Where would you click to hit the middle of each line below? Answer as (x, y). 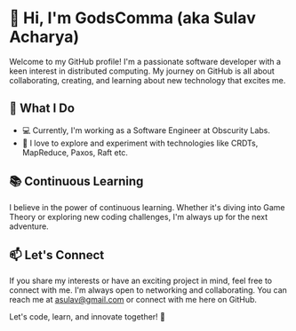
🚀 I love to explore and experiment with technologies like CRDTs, (140, 143)
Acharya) (44, 37)
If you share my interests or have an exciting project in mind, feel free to (141, 281)
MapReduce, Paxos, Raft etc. (75, 152)
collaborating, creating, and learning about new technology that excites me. (148, 80)
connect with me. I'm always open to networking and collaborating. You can (148, 290)
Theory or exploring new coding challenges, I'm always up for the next (139, 217)
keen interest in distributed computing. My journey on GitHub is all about (142, 71)
